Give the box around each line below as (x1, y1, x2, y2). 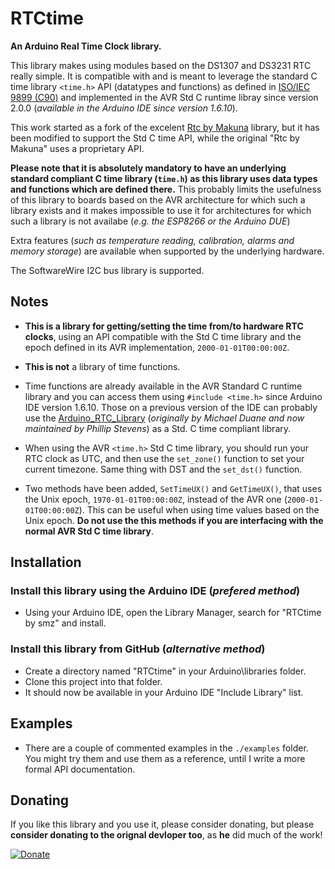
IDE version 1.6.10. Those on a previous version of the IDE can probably (24, 401, 318, 413)
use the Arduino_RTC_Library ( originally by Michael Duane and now (24, 412, 305, 424)
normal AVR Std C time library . (24, 525, 154, 537)
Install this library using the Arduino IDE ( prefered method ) (10, 584, 301, 598)
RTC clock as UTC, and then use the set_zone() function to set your (24, 452, 305, 464)
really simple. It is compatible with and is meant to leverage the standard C (10, 70, 318, 82)
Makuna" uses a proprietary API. (10, 142, 145, 154)
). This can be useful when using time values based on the (78, 503, 320, 516)
